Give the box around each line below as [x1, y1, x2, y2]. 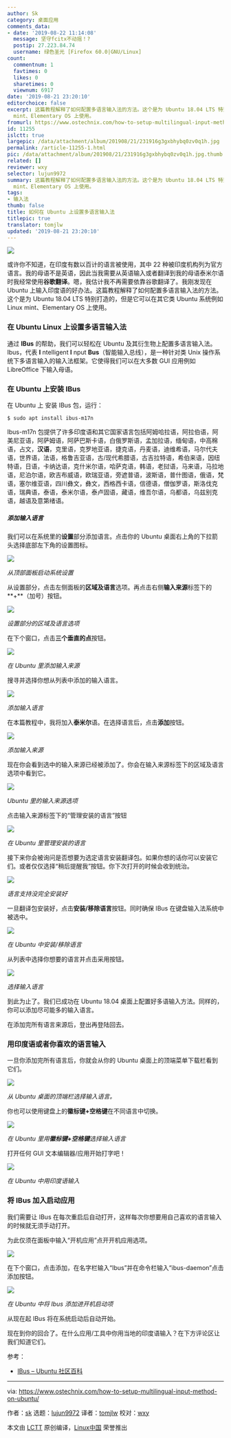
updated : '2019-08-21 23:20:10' [7, 228, 100, 235]
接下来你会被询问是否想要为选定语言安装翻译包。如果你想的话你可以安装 [7, 853, 212, 862]
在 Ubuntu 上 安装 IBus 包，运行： [7, 401, 103, 409]
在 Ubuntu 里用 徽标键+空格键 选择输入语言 [7, 1134, 126, 1143]
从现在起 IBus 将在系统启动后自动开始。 [7, 1314, 120, 1322]
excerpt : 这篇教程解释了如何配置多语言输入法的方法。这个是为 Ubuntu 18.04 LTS [7, 106, 215, 113]
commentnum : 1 [13, 61, 54, 68]
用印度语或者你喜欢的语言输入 [7, 1039, 107, 1049]
